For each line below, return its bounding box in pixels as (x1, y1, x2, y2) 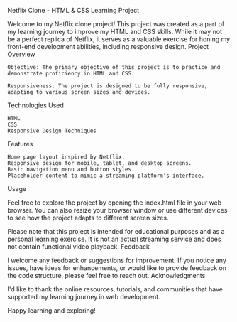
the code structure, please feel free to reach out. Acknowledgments (7, 272, 206, 279)
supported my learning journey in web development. (7, 293, 161, 301)
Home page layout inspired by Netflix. (7, 154, 126, 161)
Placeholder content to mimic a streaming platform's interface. (7, 172, 204, 179)
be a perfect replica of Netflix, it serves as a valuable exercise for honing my (7, 35, 231, 43)
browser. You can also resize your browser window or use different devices (7, 206, 228, 214)
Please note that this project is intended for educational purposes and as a (7, 227, 225, 235)
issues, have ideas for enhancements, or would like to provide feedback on (7, 264, 227, 272)
